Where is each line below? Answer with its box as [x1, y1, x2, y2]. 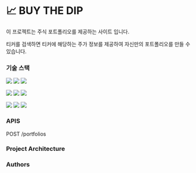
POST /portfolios [6, 130, 47, 137]
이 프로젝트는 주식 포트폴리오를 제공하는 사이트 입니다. [6, 28, 130, 35]
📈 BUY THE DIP [6, 4, 84, 18]
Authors [6, 161, 30, 169]
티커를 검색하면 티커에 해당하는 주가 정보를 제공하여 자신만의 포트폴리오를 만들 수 [6, 40, 191, 47]
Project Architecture [6, 145, 66, 153]
